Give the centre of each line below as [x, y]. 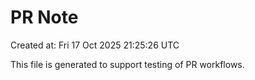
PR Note [44, 17]
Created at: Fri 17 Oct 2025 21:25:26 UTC [95, 45]
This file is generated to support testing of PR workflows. [127, 64]
